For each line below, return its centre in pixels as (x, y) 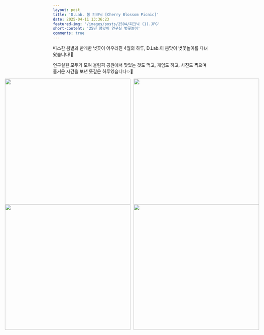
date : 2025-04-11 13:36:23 (81, 19)
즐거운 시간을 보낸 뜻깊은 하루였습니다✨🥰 (93, 71)
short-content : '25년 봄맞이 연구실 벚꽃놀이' (97, 29)
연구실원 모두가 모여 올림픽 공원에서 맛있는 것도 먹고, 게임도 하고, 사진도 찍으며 (130, 65)
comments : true (69, 33)
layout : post (67, 10)
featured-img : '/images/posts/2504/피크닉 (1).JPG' (106, 24)
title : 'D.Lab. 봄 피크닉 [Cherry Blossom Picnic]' (106, 15)
